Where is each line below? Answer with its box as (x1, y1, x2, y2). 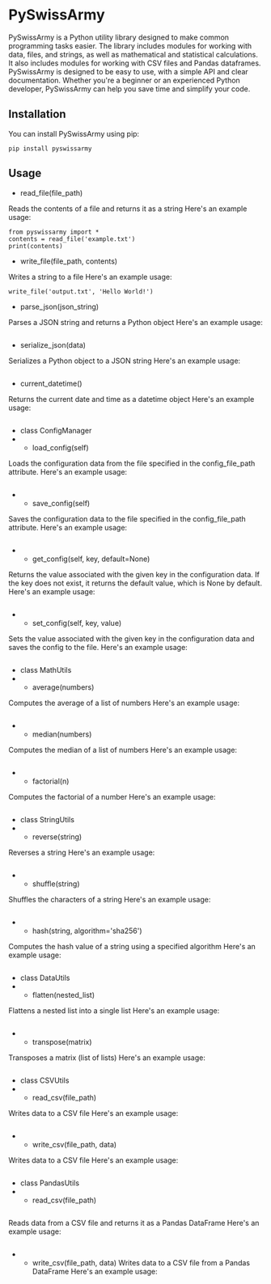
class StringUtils (19, 814, 75, 824)
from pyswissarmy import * (8, 228, 100, 236)
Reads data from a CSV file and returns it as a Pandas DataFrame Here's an (8, 1218, 260, 1227)
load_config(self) (32, 442, 89, 452)
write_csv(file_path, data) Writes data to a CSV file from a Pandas (32, 1257, 251, 1267)
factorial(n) (32, 776, 70, 786)
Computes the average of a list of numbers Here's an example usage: (8, 698, 240, 707)
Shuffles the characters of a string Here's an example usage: (8, 894, 211, 904)
